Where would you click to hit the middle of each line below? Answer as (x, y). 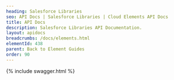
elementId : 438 (25, 44)
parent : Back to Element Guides (45, 49)
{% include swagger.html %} (41, 71)
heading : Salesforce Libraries (44, 11)
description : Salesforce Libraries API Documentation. (74, 28)
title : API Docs (26, 22)
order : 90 (18, 54)
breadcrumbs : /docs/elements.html (48, 38)
